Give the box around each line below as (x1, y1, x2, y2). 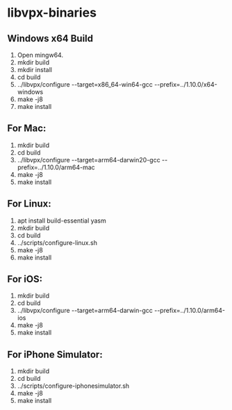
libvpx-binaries (7, 5, 97, 21)
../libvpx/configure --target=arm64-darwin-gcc (17, 307, 153, 315)
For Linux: (7, 198, 52, 210)
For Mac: (7, 123, 47, 135)
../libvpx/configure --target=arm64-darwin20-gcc (17, 155, 161, 164)
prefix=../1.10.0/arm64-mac (17, 163, 95, 171)
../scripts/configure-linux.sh (17, 238, 97, 247)
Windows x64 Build (7, 33, 94, 44)
